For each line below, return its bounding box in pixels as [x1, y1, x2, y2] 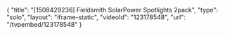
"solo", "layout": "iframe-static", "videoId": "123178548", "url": [6, 13, 186, 21]
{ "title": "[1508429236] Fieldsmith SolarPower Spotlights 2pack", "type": [6, 6, 219, 14]
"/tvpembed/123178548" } [6, 21, 82, 28]
